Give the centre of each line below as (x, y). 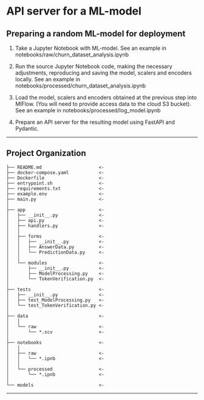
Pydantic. (27, 128)
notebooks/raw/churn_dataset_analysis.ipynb (72, 55)
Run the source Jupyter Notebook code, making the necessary (94, 66)
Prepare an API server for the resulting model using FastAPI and (95, 122)
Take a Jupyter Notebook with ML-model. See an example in (91, 48)
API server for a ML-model (74, 11)
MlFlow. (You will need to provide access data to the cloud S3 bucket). (103, 104)
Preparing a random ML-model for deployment (96, 34)
